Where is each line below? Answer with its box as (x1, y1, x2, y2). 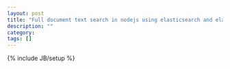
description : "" (7, 23, 53, 29)
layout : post (7, 10, 44, 17)
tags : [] (7, 36, 32, 42)
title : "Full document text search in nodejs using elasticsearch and (7, 16, 213, 23)
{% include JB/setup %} (7, 54, 75, 62)
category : (7, 29, 36, 36)
